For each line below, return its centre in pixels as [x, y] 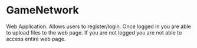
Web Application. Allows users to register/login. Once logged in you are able [99, 26]
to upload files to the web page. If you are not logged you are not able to [94, 32]
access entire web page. [36, 39]
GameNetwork [43, 10]
